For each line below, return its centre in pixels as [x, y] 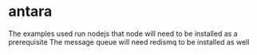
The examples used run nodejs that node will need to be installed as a [123, 33]
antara [30, 12]
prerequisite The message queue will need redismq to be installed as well [129, 41]
